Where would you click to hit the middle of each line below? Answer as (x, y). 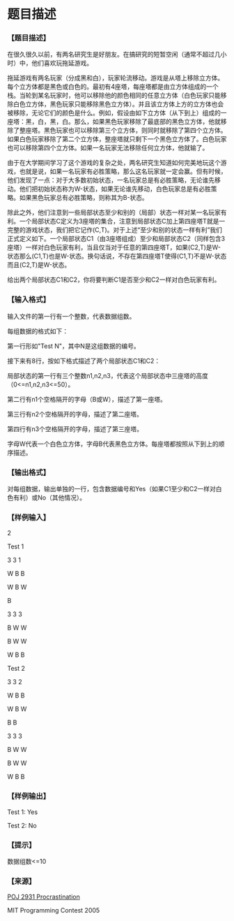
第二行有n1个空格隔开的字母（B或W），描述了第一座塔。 (87, 399)
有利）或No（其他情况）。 (49, 498)
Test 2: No (22, 825)
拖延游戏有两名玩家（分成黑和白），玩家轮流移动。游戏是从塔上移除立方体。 (116, 78)
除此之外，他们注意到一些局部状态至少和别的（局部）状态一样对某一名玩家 (114, 212)
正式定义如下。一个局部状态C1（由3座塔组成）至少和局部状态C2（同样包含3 (116, 239)
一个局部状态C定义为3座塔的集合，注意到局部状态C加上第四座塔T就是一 (122, 222)
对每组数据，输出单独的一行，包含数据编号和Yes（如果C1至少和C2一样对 (111, 489)
